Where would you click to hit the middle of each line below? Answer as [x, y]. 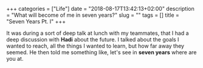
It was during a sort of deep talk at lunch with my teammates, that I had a [98, 33]
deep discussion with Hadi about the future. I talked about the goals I [93, 39]
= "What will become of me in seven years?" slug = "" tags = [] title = [93, 15]
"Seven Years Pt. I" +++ [36, 21]
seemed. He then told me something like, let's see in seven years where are [101, 52]
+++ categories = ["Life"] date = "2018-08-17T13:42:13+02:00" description [100, 9]
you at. [15, 59]
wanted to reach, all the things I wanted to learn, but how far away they [95, 46]
